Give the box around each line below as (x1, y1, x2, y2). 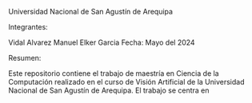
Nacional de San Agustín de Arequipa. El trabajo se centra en (8, 85, 210, 95)
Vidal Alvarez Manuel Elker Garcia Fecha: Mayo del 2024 (8, 38, 195, 47)
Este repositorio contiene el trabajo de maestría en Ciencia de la (8, 69, 219, 78)
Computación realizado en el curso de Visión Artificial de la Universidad (8, 77, 245, 86)
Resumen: (8, 53, 42, 62)
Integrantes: (8, 22, 48, 31)
